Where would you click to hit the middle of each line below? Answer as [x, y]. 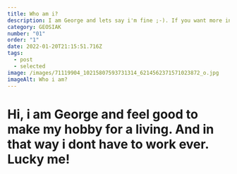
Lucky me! [39, 159]
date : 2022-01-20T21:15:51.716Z [55, 46]
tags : [15, 54]
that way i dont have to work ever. [108, 144]
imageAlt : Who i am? [38, 79]
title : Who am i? [33, 14]
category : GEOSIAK [34, 27]
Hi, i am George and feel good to [103, 114]
